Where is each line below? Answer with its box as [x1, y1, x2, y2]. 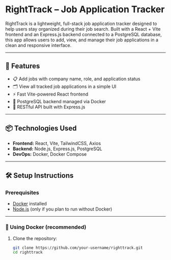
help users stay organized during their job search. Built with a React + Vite [5, 26, 161, 32]
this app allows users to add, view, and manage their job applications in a [5, 37, 159, 43]
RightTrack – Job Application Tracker [5, 4, 165, 15]
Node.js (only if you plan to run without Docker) [12, 206, 112, 212]
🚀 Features [5, 62, 40, 70]
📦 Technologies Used [5, 124, 77, 133]
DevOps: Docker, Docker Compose [12, 151, 87, 157]
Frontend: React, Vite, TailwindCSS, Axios [12, 140, 101, 146]
